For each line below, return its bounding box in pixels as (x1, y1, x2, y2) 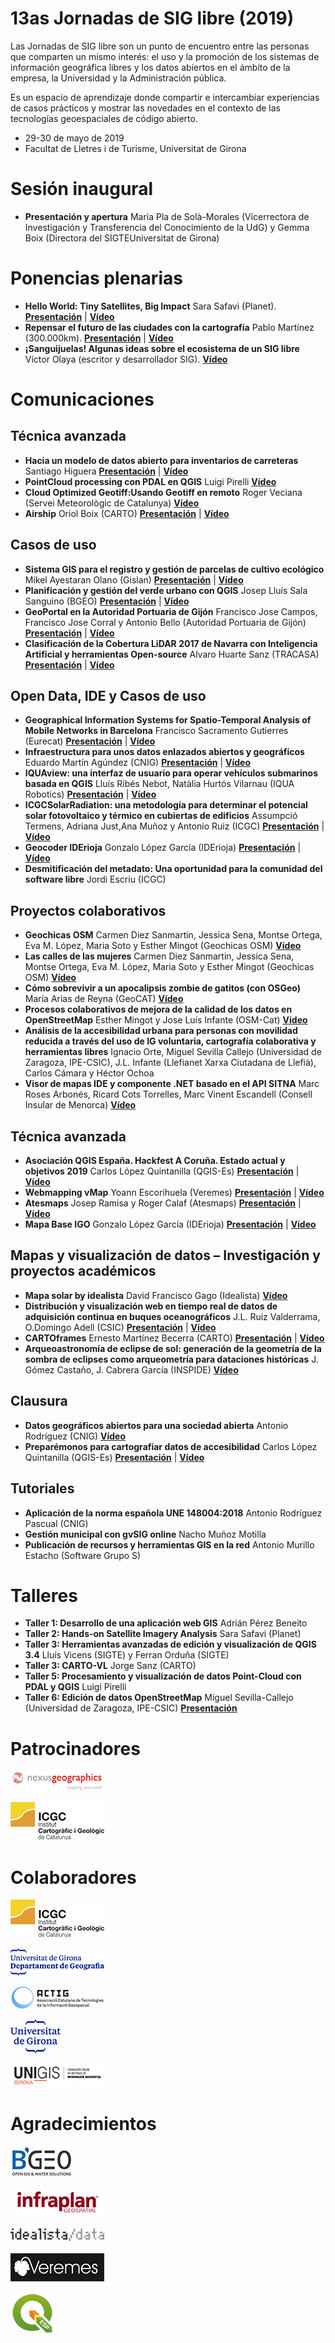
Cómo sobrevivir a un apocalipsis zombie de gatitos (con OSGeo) (24, 982, 301, 994)
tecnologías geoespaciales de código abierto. (10, 112, 198, 124)
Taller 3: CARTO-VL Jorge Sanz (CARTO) (24, 1660, 197, 1672)
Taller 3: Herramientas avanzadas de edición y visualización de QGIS (24, 1638, 317, 1651)
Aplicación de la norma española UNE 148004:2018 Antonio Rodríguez (24, 1507, 323, 1519)
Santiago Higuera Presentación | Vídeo (24, 465, 189, 477)
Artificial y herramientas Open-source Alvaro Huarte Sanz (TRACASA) (24, 648, 320, 660)
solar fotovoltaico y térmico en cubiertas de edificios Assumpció (24, 810, 298, 822)
